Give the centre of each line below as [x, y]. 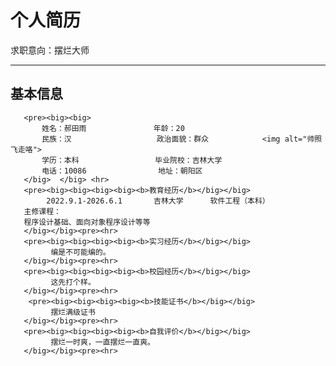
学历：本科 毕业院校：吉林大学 [132, 160]
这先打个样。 [73, 282]
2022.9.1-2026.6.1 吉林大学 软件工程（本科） [158, 201]
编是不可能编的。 [80, 252]
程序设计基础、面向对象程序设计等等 [87, 222]
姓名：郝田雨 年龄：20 [113, 128]
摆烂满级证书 [73, 312]
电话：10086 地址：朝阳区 [122, 171]
